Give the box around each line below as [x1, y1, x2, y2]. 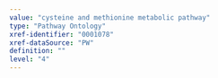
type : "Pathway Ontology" [9, 22, 106, 30]
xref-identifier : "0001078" [9, 30, 115, 39]
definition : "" [9, 47, 66, 56]
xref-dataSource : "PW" [9, 38, 94, 48]
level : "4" [9, 55, 50, 64]
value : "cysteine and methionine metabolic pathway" [9, 13, 211, 22]
